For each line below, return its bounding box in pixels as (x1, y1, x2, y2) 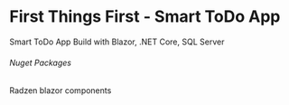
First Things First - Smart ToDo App (9, 6, 281, 27)
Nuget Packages (9, 57, 72, 68)
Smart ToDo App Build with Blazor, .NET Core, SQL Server (9, 36, 225, 47)
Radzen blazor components (9, 85, 112, 96)
